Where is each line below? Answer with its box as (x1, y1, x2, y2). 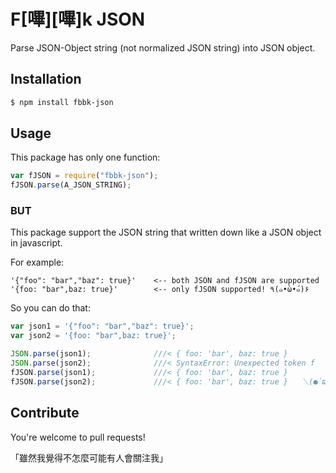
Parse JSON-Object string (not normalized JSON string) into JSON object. (10, 41, 316, 54)
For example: (10, 256, 65, 269)
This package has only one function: (10, 151, 161, 164)
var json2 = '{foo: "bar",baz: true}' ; (10, 331, 177, 341)
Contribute (10, 405, 80, 422)
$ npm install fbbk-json (10, 97, 114, 107)
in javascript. (10, 237, 63, 249)
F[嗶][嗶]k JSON (10, 8, 146, 31)
